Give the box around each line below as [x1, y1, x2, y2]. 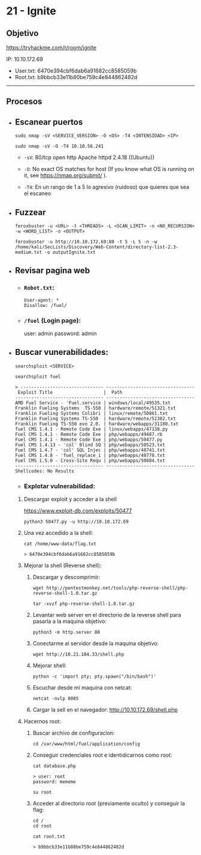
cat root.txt [32, 833, 66, 840]
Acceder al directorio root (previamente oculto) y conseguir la [32, 800, 185, 807]
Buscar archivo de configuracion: [32, 730, 115, 737]
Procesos [6, 97, 42, 107]
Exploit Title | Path [17, 389, 123, 395]
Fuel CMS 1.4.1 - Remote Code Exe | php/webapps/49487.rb [14, 431, 163, 437]
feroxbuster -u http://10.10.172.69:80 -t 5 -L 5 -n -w [14, 239, 157, 245]
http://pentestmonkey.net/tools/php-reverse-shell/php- [46, 585, 188, 591]
